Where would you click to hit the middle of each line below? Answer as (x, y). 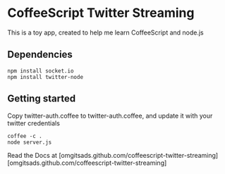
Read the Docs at (32, 155)
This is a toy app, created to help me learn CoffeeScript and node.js (106, 32)
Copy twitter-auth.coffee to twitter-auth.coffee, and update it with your (110, 116)
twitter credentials (34, 123)
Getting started (42, 99)
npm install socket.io (41, 71)
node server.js (30, 142)
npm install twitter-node (45, 77)
